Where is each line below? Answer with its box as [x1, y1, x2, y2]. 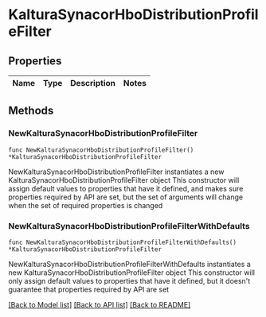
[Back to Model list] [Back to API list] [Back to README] [8, 300, 191, 309]
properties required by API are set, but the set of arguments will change [8, 192, 244, 202]
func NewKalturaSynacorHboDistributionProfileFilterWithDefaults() [8, 238, 237, 246]
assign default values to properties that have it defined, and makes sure [8, 184, 244, 193]
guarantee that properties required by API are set [8, 284, 170, 294]
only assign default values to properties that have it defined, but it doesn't [8, 276, 251, 285]
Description [70, 78, 115, 88]
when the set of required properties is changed [8, 200, 163, 210]
